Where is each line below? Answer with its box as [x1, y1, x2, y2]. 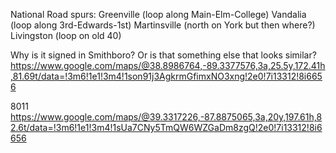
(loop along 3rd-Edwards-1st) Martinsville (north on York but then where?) [10, 19, 316, 31]
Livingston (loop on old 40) [10, 30, 122, 41]
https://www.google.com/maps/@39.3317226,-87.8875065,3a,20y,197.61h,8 [10, 111, 323, 123]
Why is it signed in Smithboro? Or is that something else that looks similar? [10, 49, 317, 61]
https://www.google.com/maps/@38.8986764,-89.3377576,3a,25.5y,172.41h [10, 60, 326, 71]
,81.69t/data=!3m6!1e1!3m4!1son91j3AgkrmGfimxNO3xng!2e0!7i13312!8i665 [10, 70, 323, 82]
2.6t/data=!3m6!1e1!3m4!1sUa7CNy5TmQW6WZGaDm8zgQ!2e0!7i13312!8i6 [10, 122, 323, 133]
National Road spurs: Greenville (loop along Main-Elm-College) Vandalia [10, 9, 307, 20]
